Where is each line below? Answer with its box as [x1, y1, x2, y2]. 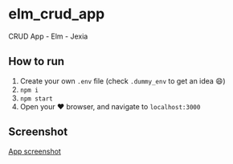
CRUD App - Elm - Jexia [8, 31, 88, 41]
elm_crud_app [8, 5, 105, 23]
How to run [8, 55, 65, 68]
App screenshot [8, 146, 62, 156]
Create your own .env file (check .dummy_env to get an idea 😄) [19, 76, 227, 85]
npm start [19, 94, 54, 103]
